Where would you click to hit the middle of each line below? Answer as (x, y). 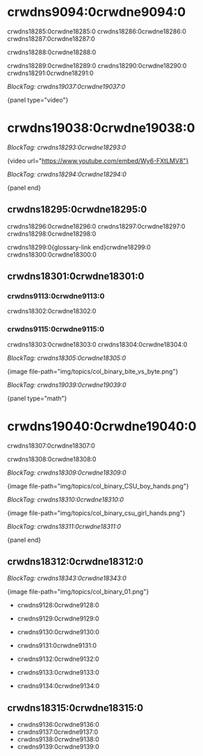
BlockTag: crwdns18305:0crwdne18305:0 (67, 358)
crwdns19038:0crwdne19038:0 (101, 128)
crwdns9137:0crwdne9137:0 (58, 732)
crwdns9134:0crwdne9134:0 (58, 686)
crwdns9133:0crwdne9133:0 (58, 673)
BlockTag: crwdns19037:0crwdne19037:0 (66, 86)
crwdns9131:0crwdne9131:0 (57, 646)
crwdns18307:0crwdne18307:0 (51, 445)
